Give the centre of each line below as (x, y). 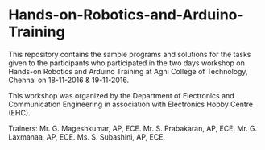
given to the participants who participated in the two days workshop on (127, 63)
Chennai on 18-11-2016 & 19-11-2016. (69, 80)
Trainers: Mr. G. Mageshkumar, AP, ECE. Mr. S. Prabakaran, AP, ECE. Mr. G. (133, 128)
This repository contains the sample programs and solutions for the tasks (130, 54)
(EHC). (19, 112)
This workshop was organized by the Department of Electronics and (122, 95)
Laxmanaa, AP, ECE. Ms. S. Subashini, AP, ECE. (87, 137)
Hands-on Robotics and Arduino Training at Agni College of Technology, (128, 71)
